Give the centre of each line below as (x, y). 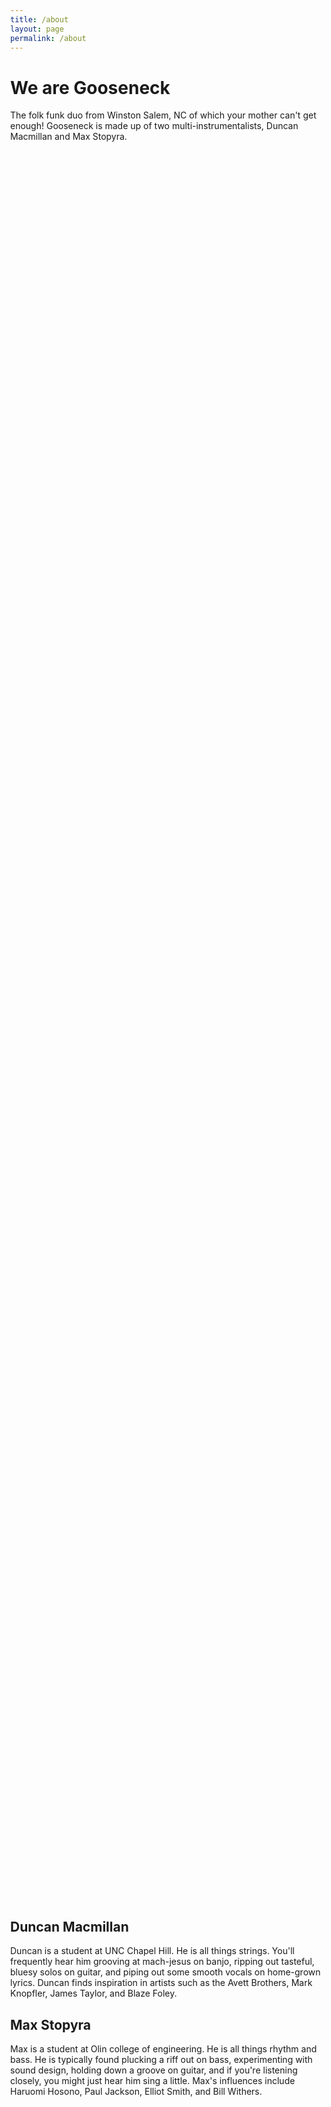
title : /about (39, 19)
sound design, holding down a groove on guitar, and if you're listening (154, 2070)
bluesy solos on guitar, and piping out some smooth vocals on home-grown (165, 1972)
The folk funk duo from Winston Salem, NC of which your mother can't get (163, 115)
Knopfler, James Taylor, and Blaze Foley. (94, 1993)
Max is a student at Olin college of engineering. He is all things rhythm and (164, 2048)
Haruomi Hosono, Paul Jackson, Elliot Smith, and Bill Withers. (136, 2091)
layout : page (37, 29)
